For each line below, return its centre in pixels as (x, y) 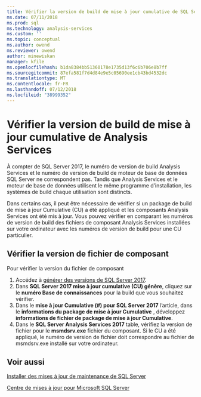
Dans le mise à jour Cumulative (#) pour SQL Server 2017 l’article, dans (104, 305)
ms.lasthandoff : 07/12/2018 (42, 90)
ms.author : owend (28, 45)
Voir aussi (26, 362)
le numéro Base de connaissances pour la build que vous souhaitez (99, 293)
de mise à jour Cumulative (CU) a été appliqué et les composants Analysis (98, 210)
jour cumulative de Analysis (77, 137)
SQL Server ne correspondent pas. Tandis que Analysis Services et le (92, 179)
